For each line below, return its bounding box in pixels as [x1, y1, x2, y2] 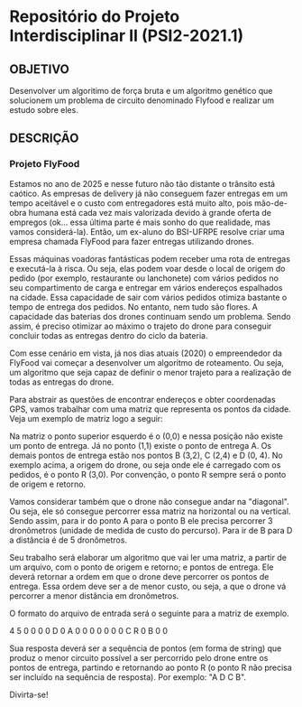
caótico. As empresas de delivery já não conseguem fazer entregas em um [9, 188, 288, 199]
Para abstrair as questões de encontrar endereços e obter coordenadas [9, 394, 277, 405]
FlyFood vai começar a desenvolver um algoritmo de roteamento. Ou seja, [9, 357, 284, 367]
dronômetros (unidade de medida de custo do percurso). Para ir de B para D [9, 525, 293, 535]
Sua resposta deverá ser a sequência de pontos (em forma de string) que [9, 643, 282, 654]
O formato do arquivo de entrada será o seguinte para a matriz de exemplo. [9, 608, 290, 619]
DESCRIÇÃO [9, 131, 79, 146]
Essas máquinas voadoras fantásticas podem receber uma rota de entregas [9, 253, 291, 264]
